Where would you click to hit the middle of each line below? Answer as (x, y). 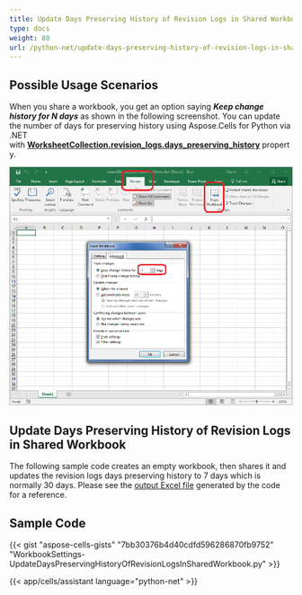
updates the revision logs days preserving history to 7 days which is (135, 475)
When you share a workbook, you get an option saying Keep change (137, 107)
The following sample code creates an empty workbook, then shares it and (148, 466)
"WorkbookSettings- (47, 555)
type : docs (30, 28)
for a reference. (38, 495)
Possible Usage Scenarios (84, 85)
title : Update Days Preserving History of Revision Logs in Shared (138, 19)
